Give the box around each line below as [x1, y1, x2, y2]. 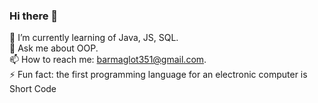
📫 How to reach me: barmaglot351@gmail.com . [9, 54, 207, 66]
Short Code [9, 83, 57, 95]
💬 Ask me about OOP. [9, 42, 99, 54]
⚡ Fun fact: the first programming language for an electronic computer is [9, 69, 308, 81]
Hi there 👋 [9, 9, 59, 23]
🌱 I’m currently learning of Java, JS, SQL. [9, 32, 179, 44]
